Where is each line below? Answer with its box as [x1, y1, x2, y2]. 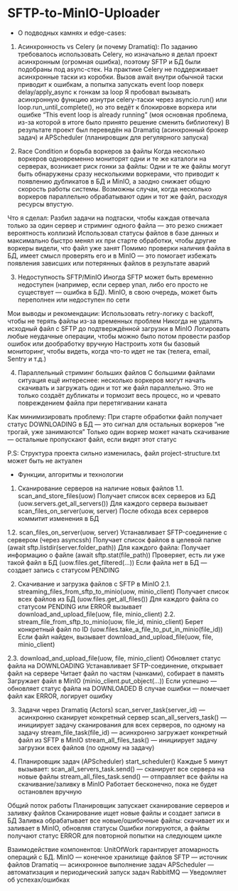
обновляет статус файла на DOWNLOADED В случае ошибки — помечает [7, 684, 230, 692]
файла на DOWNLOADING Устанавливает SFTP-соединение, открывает [7, 661, 224, 670]
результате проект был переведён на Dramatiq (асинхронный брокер [17, 125, 229, 134]
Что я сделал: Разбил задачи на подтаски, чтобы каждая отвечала [7, 213, 210, 222]
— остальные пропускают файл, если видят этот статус [7, 435, 177, 443]
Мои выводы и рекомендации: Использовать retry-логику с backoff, [7, 309, 215, 317]
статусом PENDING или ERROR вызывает [17, 602, 142, 611]
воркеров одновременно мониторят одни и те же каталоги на [17, 154, 207, 163]
